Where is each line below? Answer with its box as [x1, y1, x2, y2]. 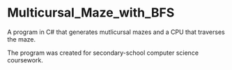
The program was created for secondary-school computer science [7, 49, 199, 57]
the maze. [7, 35, 36, 43]
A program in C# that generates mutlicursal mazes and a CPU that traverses [7, 28, 225, 36]
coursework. [7, 55, 44, 64]
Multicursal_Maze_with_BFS [7, 5, 175, 21]
